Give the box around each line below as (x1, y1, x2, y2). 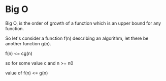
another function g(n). (5, 40, 52, 46)
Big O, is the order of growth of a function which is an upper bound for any (5, 20, 161, 26)
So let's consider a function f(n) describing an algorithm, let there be (5, 35, 149, 41)
